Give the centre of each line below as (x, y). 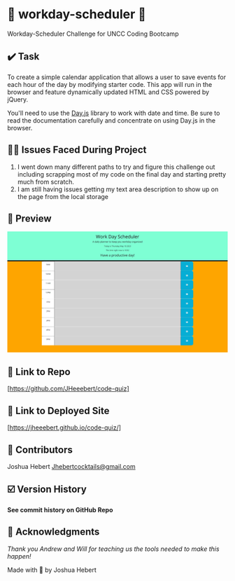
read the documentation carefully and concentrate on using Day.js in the (111, 120)
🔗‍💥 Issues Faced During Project (77, 150)
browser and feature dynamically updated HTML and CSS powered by (108, 92)
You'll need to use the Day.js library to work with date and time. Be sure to (114, 113)
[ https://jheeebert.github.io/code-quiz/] (64, 428)
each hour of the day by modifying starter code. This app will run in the (110, 84)
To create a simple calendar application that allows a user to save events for (117, 77)
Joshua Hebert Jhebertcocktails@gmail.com (72, 466)
